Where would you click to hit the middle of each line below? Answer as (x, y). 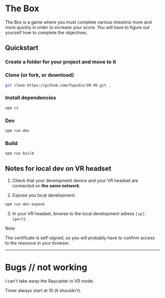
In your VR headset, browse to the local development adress (73, 213)
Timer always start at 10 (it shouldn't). (43, 290)
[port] (19, 219)
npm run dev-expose (25, 204)
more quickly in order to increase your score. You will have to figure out (77, 27)
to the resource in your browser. (38, 243)
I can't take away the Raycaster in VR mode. (50, 281)
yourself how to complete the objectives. (46, 32)
